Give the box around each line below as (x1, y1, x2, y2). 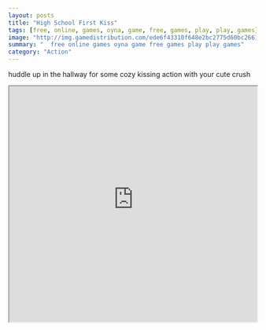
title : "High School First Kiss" (8, 19, 118, 27)
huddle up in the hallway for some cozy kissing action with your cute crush (8, 70, 251, 79)
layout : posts (8, 11, 55, 20)
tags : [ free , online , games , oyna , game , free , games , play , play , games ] (8, 26, 259, 34)
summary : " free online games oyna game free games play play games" (8, 41, 245, 49)
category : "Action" (8, 48, 72, 56)
